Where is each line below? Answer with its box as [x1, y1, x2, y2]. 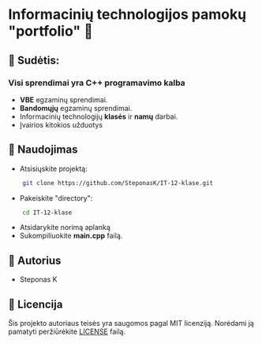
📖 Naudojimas [8, 143, 78, 157]
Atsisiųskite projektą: [19, 164, 88, 173]
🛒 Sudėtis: [8, 54, 60, 67]
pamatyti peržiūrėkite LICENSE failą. [8, 327, 126, 336]
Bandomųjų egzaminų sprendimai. [19, 103, 133, 113]
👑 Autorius [8, 253, 62, 267]
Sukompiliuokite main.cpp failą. [19, 231, 123, 241]
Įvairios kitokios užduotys [19, 120, 103, 129]
